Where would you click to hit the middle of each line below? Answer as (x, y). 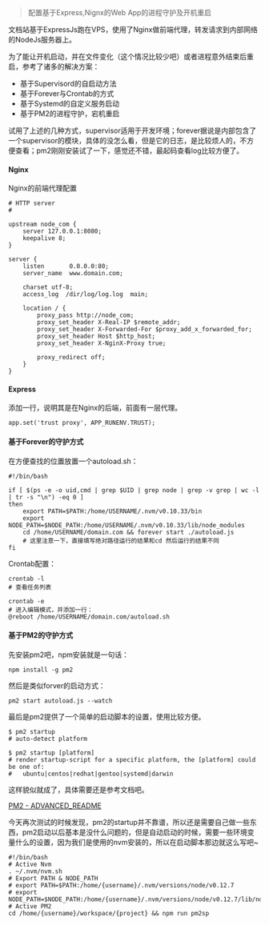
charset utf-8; (48, 287)
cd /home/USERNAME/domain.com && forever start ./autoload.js (128, 532)
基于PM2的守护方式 (41, 635)
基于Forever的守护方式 (46, 442)
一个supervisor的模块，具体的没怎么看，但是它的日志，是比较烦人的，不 (128, 140)
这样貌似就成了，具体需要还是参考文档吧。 (78, 789)
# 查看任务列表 (30, 587)
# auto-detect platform (48, 739)
